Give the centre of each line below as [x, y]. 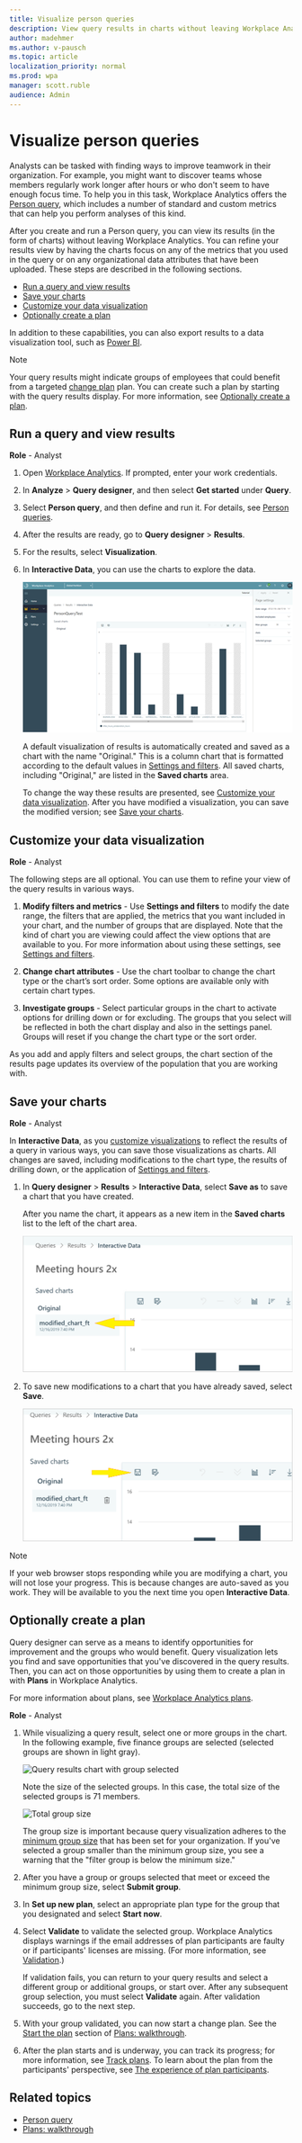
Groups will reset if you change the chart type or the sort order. [139, 1037]
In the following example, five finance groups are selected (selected [148, 1742]
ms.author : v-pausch [48, 48]
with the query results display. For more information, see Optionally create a [150, 396]
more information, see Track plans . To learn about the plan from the [147, 2059]
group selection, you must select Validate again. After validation [141, 1996]
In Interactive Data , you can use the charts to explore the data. [139, 569]
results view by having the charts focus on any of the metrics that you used [149, 250]
